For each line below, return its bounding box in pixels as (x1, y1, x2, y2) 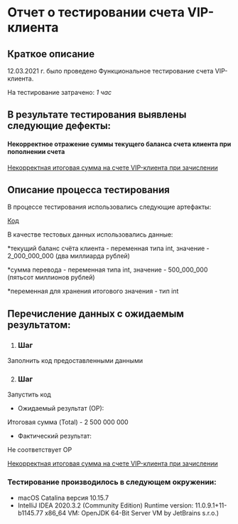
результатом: (7, 319, 71, 331)
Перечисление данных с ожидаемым (7, 307, 185, 319)
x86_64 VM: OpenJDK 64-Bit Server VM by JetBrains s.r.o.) (45, 508, 219, 517)
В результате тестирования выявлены (7, 108, 187, 121)
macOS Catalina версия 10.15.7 (17, 493, 109, 502)
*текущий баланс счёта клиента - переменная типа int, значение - (7, 244, 210, 253)
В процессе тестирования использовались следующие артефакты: (7, 202, 212, 211)
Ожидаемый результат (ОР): (17, 404, 104, 413)
